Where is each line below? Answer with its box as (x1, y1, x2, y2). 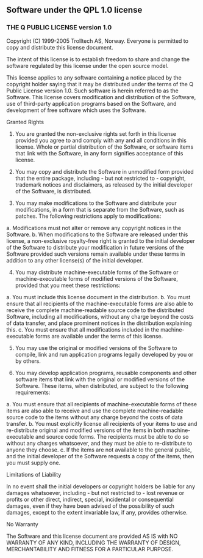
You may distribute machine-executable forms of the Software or (15, 269, 179, 276)
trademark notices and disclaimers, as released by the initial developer (15, 180, 193, 188)
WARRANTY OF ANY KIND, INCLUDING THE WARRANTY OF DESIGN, (6, 538, 181, 546)
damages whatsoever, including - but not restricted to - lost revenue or (6, 489, 185, 496)
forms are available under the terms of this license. (35, 332, 163, 340)
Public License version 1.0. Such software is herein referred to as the (6, 87, 179, 94)
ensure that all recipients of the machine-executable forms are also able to (6, 300, 194, 307)
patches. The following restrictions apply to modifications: (15, 212, 162, 220)
